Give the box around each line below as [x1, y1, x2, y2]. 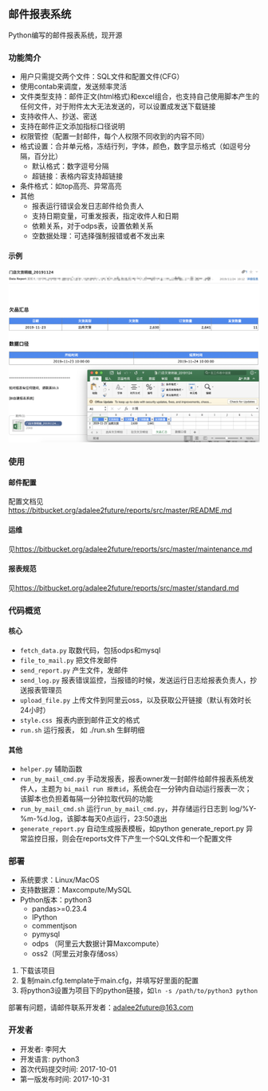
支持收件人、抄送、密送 [19, 112, 97, 121]
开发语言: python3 [19, 1054, 80, 1064]
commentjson [31, 921, 77, 931]
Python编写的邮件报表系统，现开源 [8, 30, 123, 40]
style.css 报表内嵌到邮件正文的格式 [19, 715, 140, 724]
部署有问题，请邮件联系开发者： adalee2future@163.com [8, 1003, 194, 1012]
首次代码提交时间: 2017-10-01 [19, 1064, 117, 1073]
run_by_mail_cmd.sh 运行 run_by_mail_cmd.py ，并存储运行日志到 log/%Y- [19, 804, 257, 814]
